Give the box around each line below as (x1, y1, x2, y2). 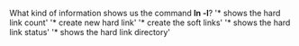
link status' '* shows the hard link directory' (9, 27, 171, 37)
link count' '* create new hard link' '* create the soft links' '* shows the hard (9, 17, 291, 28)
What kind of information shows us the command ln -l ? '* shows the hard (9, 8, 281, 18)
